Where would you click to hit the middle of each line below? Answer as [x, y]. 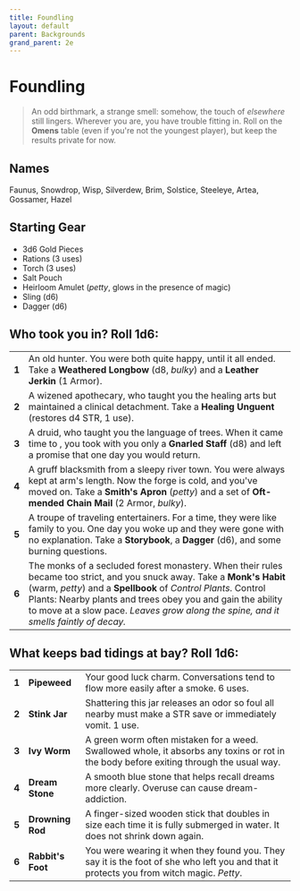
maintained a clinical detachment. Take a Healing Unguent [151, 407]
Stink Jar [48, 715]
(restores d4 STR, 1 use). [81, 417]
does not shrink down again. [144, 836]
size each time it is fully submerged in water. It [182, 825]
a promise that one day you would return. [114, 455]
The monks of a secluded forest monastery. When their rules [155, 565]
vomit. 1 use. [112, 725]
